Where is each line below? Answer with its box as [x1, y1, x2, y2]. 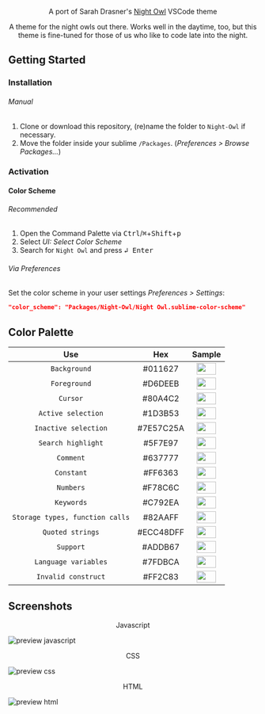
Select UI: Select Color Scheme [19, 237, 123, 246]
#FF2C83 [142, 571, 180, 582]
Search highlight [38, 439, 104, 448]
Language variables [34, 558, 108, 567]
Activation [8, 166, 49, 178]
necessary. [19, 130, 56, 139]
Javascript [115, 620, 150, 629]
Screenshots [8, 599, 73, 613]
